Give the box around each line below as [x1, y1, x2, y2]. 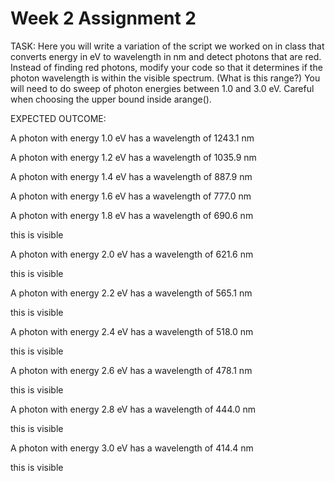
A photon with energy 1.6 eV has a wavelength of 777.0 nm [10, 190, 252, 202]
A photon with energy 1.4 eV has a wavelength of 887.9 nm [10, 170, 253, 182]
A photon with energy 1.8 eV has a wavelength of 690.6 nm [10, 209, 254, 221]
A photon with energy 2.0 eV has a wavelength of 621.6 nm [10, 248, 254, 260]
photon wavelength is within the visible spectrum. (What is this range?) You [10, 72, 321, 84]
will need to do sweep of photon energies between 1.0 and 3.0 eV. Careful [10, 82, 315, 94]
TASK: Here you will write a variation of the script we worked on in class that [10, 40, 325, 52]
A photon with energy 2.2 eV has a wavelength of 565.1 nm [10, 287, 253, 299]
